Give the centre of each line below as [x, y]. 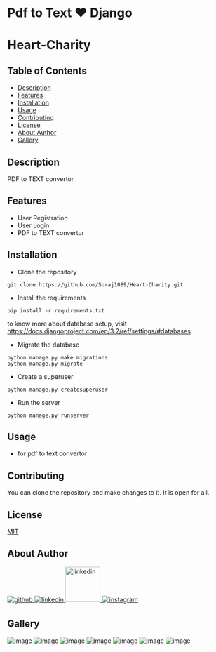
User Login [33, 225]
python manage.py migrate [45, 364]
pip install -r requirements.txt [56, 310]
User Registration [42, 218]
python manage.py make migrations [58, 357]
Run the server [39, 402]
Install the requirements [52, 298]
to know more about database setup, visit [67, 324]
